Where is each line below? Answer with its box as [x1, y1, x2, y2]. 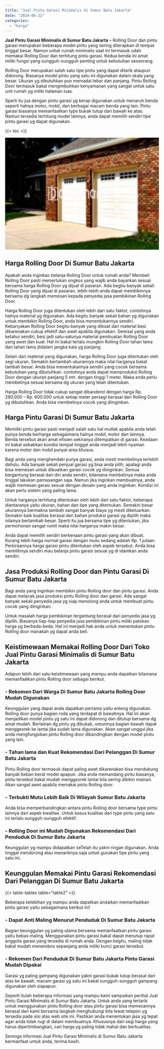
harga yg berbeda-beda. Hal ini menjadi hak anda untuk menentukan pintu [5, 623, 155, 629]
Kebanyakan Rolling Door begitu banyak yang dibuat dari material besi [5, 323, 146, 329]
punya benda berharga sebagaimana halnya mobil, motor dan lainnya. [5, 431, 145, 437]
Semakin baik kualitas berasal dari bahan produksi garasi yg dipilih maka [5, 513, 151, 519]
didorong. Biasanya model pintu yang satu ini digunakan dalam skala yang [5, 73, 154, 79]
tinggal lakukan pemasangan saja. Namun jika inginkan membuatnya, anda [5, 477, 155, 483]
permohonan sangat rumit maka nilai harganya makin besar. [5, 523, 125, 529]
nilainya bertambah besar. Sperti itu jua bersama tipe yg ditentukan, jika [5, 518, 149, 524]
